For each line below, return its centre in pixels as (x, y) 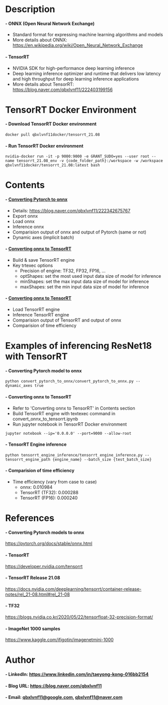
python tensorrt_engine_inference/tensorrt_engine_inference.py (74, 455)
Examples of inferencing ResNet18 (79, 346)
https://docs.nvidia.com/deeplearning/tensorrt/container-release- (73, 589)
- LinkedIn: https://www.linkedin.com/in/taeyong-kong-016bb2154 (77, 674)
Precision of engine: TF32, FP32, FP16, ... (63, 271)
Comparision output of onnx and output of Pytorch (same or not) (79, 232)
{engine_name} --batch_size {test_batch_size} (102, 459)
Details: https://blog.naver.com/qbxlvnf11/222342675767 (71, 210)
